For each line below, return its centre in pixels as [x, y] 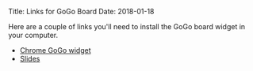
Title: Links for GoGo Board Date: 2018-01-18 [81, 11]
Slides [30, 59]
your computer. [33, 35]
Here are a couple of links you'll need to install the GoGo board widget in [127, 26]
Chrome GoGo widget [55, 50]
